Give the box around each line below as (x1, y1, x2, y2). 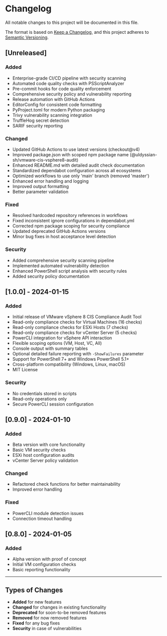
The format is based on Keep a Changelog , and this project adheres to (5, 29, 149, 35)
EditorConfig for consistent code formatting (12, 102, 102, 107)
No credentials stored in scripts (12, 390, 77, 396)
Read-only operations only (12, 396, 67, 402)
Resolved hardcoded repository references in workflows (12, 212, 128, 218)
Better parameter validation (12, 189, 69, 195)
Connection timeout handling (12, 516, 72, 522)
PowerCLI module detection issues (12, 510, 84, 516)
